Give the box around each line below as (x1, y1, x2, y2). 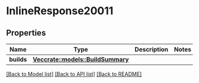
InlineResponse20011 (6, 4, 114, 18)
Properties (6, 28, 46, 38)
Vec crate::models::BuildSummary (32, 55, 129, 63)
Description (134, 46, 169, 53)
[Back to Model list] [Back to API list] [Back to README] (6, 71, 142, 78)
